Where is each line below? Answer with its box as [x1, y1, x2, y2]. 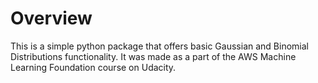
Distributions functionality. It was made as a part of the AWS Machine [10, 50, 297, 62]
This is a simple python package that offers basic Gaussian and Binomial [10, 40, 309, 52]
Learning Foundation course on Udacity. [10, 61, 177, 73]
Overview [10, 7, 93, 30]
